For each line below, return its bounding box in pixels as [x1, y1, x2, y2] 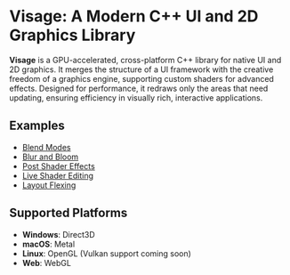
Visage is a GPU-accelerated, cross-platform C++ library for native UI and [9, 54, 282, 65]
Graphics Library [9, 25, 136, 45]
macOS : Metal [21, 239, 76, 249]
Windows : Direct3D [21, 229, 95, 239]
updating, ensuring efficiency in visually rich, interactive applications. [9, 92, 263, 103]
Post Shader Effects [21, 160, 95, 171]
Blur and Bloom [21, 151, 79, 162]
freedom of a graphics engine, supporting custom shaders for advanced [9, 73, 274, 84]
